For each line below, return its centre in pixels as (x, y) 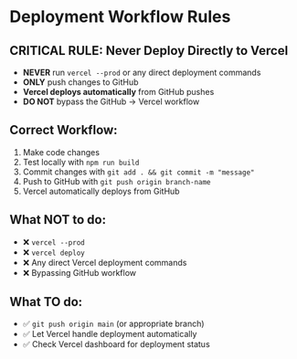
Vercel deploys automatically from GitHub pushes (118, 92)
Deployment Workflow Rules (120, 17)
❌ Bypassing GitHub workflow (80, 272)
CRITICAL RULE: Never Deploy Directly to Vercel (149, 51)
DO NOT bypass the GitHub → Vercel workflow (111, 101)
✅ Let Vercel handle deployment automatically (110, 334)
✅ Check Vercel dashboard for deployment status (116, 344)
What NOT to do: (58, 220)
